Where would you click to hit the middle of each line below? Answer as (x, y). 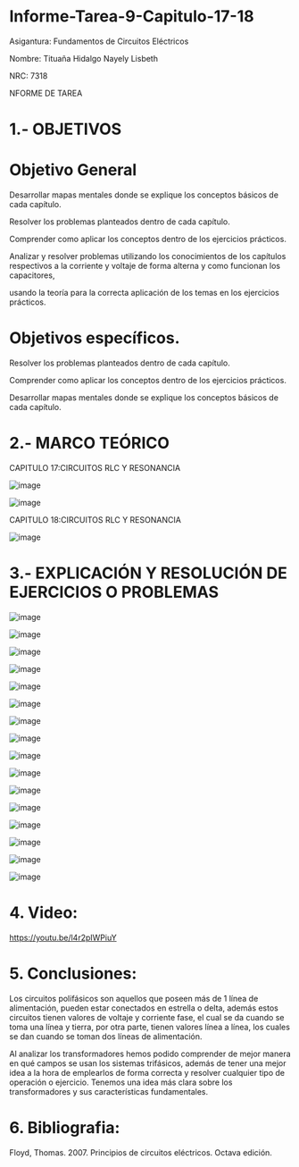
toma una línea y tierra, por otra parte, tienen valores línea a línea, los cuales (149, 1027)
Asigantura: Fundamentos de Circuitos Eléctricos (99, 41)
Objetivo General (73, 170)
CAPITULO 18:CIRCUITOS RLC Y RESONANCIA (95, 519)
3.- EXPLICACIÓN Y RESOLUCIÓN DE (148, 573)
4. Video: (44, 913)
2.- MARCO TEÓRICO (89, 443)
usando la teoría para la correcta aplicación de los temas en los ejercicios (144, 293)
